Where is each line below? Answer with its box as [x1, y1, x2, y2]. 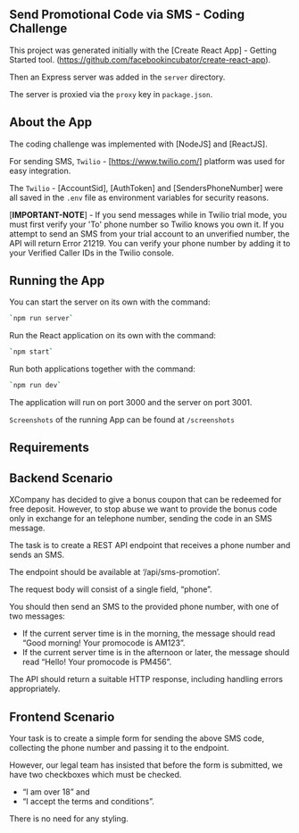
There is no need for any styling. [9, 813, 129, 824]
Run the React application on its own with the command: [9, 330, 217, 341]
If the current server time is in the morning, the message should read [21, 629, 276, 639]
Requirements [9, 440, 89, 455]
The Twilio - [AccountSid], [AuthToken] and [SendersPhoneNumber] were [9, 182, 284, 193]
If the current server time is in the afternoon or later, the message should [21, 647, 290, 658]
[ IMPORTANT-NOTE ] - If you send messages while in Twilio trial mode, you [9, 209, 287, 220]
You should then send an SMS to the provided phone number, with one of [9, 602, 279, 612]
